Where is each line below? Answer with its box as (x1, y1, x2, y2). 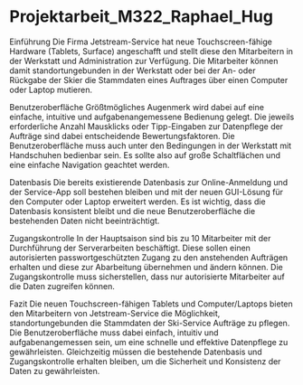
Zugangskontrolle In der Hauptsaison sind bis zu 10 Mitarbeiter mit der (9, 232, 271, 243)
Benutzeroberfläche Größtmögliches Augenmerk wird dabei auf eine (9, 101, 265, 112)
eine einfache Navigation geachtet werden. (9, 159, 170, 170)
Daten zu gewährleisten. (9, 365, 100, 376)
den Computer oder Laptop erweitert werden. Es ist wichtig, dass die (9, 196, 266, 207)
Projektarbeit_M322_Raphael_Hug (9, 6, 274, 27)
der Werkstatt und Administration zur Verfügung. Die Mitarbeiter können (9, 55, 279, 66)
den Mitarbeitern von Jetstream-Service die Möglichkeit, (9, 307, 221, 318)
